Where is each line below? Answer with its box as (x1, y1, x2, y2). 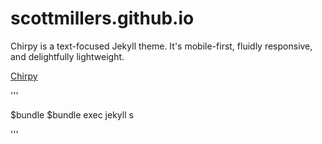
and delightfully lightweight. (10, 50, 125, 62)
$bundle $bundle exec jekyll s (10, 108, 134, 121)
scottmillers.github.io (10, 7, 195, 30)
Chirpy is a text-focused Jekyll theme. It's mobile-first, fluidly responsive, (10, 40, 313, 52)
